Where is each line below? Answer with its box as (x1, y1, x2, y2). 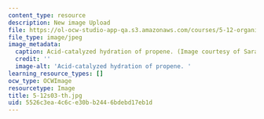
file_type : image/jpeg (8, 33, 82, 41)
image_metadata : (8, 41, 61, 49)
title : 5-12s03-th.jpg (8, 92, 82, 99)
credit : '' (15, 56, 51, 63)
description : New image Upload (8, 19, 111, 27)
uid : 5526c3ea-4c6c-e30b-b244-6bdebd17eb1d (8, 99, 153, 106)
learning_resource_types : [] (8, 70, 104, 78)
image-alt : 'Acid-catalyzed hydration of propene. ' (15, 63, 192, 70)
